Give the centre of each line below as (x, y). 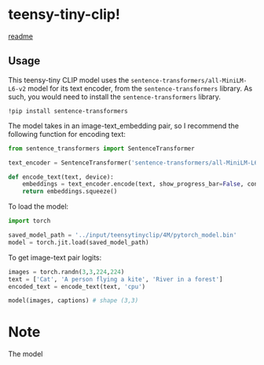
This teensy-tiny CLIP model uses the (69, 79)
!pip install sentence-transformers (68, 111)
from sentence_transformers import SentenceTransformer (101, 148)
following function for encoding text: (67, 134)
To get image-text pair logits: (55, 257)
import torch (29, 221)
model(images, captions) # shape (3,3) (73, 300)
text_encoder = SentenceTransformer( (70, 163)
